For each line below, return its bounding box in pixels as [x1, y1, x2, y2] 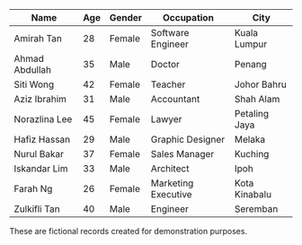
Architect [150, 162, 190, 174]
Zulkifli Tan [13, 203, 60, 214]
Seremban [234, 203, 279, 214]
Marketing [150, 177, 194, 189]
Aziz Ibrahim [13, 93, 67, 105]
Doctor [150, 58, 180, 70]
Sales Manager [150, 148, 215, 160]
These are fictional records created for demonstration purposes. [9, 226, 248, 236]
